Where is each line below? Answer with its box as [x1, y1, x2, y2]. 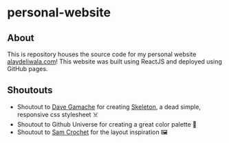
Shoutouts [7, 84, 53, 96]
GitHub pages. [7, 65, 48, 73]
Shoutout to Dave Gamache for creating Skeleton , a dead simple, [17, 103, 201, 111]
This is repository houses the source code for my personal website [7, 50, 197, 58]
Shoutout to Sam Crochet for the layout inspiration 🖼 [17, 128, 168, 136]
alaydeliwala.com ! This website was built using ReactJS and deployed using [7, 57, 222, 66]
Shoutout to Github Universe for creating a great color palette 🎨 [17, 120, 197, 128]
